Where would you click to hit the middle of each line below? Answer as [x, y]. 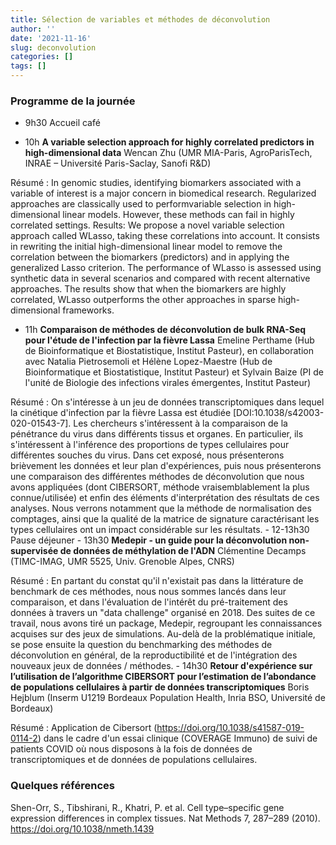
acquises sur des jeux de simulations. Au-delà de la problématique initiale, [163, 634]
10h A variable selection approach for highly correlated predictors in [169, 142]
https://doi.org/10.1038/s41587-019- [230, 728]
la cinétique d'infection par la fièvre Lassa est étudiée [121, 413]
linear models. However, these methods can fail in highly [178, 215]
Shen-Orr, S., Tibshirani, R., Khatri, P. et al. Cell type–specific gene [147, 807]
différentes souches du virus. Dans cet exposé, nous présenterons [147, 455]
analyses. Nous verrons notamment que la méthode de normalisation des [161, 508]
